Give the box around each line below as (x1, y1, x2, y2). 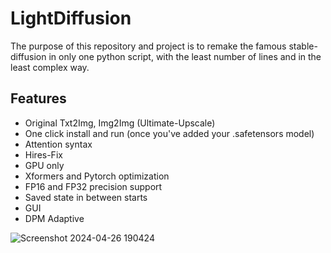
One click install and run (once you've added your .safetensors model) (24, 127, 315, 139)
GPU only (24, 159, 65, 171)
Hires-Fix (24, 148, 63, 161)
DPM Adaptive (24, 212, 85, 224)
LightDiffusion (10, 7, 132, 30)
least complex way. (10, 61, 90, 73)
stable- (288, 40, 318, 52)
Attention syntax (24, 138, 93, 150)
